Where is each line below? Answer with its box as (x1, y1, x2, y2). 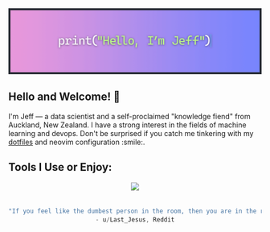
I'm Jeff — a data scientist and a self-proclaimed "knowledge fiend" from (8, 111, 251, 121)
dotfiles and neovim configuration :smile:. (8, 137, 145, 147)
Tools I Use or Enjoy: (8, 160, 112, 174)
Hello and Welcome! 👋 (8, 90, 121, 104)
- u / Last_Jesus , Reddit (95, 215, 175, 224)
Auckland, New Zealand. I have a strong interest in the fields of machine (8, 120, 247, 130)
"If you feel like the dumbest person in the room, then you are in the (8, 207, 257, 215)
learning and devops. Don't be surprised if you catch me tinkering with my (8, 128, 254, 138)
